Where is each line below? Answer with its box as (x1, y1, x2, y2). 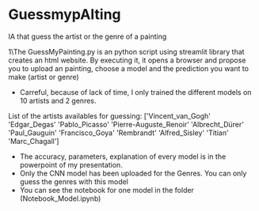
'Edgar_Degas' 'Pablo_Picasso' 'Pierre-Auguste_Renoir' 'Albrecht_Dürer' (8, 119, 244, 129)
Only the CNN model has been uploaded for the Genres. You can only (19, 168, 247, 178)
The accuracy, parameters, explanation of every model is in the (19, 152, 227, 161)
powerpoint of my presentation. (19, 160, 123, 169)
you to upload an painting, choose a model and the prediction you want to (8, 63, 249, 73)
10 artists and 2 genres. (19, 96, 97, 105)
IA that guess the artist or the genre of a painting (8, 32, 167, 41)
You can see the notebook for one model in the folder (19, 185, 194, 194)
